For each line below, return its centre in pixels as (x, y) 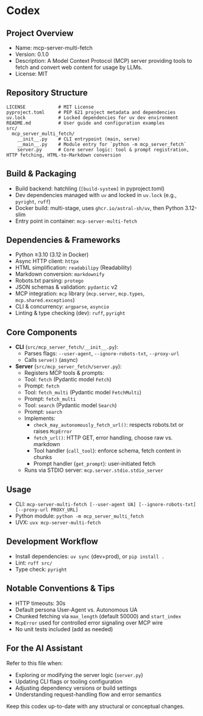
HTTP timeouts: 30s (40, 603)
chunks (43, 457)
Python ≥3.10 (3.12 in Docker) (52, 255)
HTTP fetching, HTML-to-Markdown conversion (64, 155)
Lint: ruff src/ (34, 563)
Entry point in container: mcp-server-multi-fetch (76, 221)
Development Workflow (52, 542)
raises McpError (53, 432)
